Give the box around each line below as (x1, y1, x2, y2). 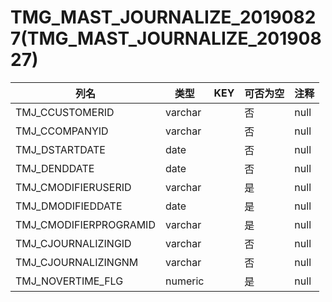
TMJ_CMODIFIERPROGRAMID (15, 217, 156, 231)
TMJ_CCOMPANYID (15, 124, 109, 138)
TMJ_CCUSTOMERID (15, 105, 115, 119)
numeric (164, 274, 205, 288)
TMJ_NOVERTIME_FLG (15, 274, 124, 288)
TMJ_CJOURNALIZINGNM (15, 255, 139, 269)
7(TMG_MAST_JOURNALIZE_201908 (10, 27, 322, 50)
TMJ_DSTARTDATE (15, 142, 106, 156)
